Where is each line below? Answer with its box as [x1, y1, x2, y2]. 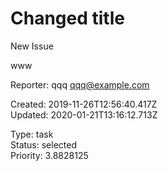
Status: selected [10, 138, 77, 151]
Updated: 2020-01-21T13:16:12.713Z [10, 108, 158, 121]
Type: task [10, 128, 54, 140]
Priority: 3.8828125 [10, 149, 89, 161]
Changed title [10, 7, 125, 30]
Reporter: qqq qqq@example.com [10, 78, 150, 91]
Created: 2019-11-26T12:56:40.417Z [10, 98, 158, 110]
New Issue [10, 40, 54, 52]
